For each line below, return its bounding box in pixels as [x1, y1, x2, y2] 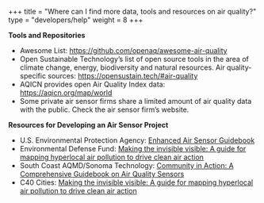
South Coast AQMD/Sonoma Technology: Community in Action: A [19, 161, 234, 170]
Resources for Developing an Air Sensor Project [8, 121, 169, 129]
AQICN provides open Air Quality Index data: [19, 79, 166, 89]
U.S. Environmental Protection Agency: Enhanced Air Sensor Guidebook [19, 136, 255, 145]
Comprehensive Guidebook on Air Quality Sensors [19, 170, 185, 178]
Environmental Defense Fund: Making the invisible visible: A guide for [19, 144, 247, 153]
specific [19, 71, 46, 80]
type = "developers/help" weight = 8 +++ [8, 15, 143, 25]
